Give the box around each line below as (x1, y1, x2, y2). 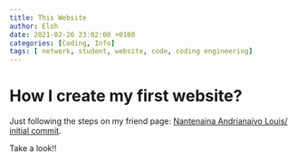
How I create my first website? (9, 86, 243, 107)
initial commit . (9, 126, 62, 137)
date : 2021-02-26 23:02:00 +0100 (9, 30, 136, 39)
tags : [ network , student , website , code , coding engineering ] (9, 47, 254, 56)
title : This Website (9, 13, 88, 23)
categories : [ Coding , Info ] (9, 38, 116, 48)
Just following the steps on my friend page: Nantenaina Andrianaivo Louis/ (9, 116, 288, 127)
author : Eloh (9, 22, 59, 31)
